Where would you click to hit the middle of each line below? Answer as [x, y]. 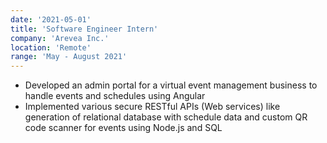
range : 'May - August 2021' [69, 57]
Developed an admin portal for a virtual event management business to [171, 85]
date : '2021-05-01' [51, 19]
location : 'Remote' [51, 47]
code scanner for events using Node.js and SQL [123, 128]
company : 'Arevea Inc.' [60, 38]
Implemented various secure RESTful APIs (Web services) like [152, 107]
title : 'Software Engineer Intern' [84, 29]
